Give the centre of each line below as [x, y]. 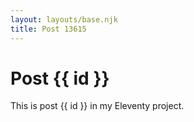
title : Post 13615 [48, 29]
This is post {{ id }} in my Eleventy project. [97, 106]
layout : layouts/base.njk [64, 19]
